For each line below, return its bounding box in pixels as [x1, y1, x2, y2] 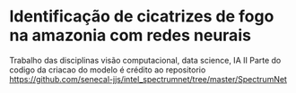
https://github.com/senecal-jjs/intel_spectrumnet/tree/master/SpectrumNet [9, 73, 287, 84]
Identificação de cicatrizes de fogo [9, 6, 274, 27]
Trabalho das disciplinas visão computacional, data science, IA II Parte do [9, 55, 282, 65]
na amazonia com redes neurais [9, 25, 251, 46]
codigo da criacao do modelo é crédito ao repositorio [9, 64, 206, 75]
